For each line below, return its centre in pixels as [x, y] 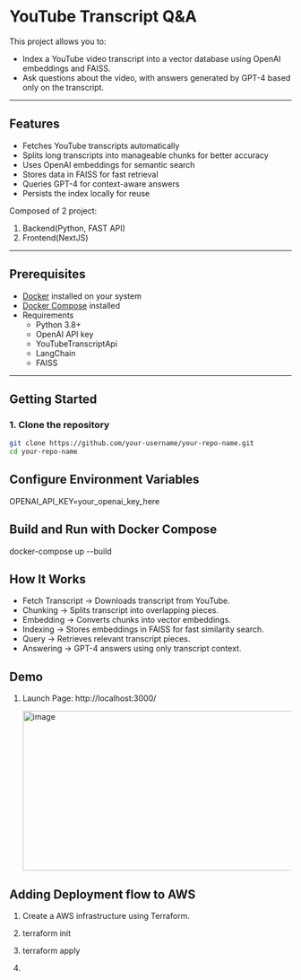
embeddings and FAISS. [66, 68]
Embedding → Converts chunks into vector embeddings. [126, 620]
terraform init [47, 933]
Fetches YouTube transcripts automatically [101, 145]
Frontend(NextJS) [55, 237]
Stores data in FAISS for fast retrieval [90, 174]
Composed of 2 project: [53, 210]
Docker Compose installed [71, 305]
